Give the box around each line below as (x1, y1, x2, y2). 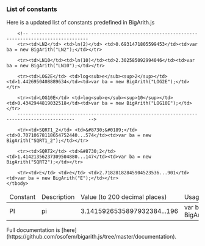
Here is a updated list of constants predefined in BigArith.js (6, 19, 155, 26)
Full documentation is (6, 226, 60, 234)
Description (41, 193, 75, 201)
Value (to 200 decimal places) (80, 193, 167, 201)
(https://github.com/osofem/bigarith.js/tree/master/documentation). (6, 233, 177, 240)
